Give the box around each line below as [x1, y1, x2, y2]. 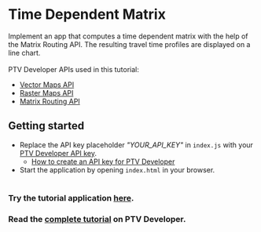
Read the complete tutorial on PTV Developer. [8, 213, 186, 224]
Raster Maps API [19, 88, 74, 97]
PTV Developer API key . [19, 148, 97, 158]
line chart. [8, 48, 41, 57]
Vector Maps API [19, 80, 75, 89]
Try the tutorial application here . [8, 192, 134, 203]
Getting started [8, 119, 85, 132]
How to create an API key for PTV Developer [31, 157, 175, 166]
